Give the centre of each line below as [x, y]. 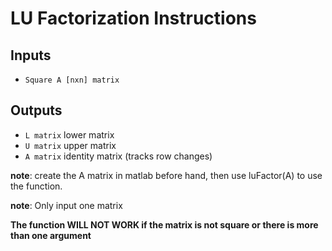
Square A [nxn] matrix [72, 80]
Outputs [36, 110]
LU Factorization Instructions [133, 18]
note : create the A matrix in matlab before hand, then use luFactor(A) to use [166, 175]
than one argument [51, 235]
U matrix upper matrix [70, 145]
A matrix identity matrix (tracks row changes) [118, 156]
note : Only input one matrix [66, 205]
